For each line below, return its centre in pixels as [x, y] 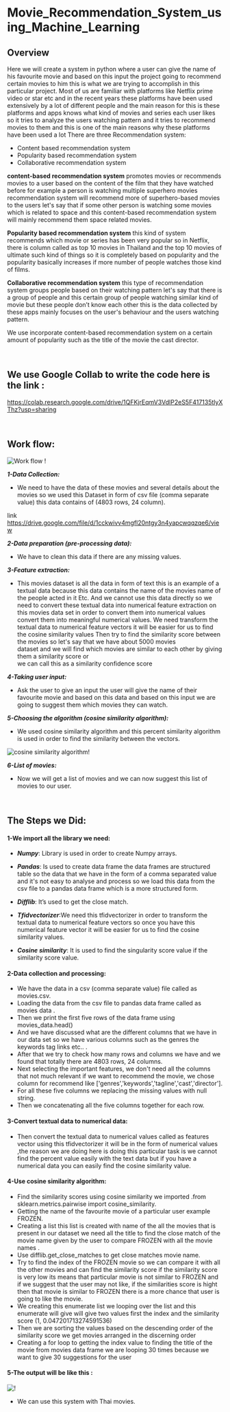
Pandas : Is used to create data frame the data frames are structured [114, 867]
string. [26, 1098]
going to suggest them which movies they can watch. [92, 705]
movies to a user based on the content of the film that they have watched [110, 183]
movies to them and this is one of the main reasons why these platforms [108, 127]
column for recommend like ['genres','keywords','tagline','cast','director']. [120, 1084]
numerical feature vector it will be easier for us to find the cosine [108, 930]
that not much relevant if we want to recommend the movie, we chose [115, 1076]
